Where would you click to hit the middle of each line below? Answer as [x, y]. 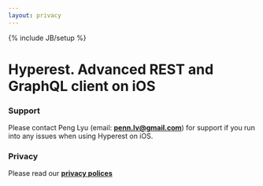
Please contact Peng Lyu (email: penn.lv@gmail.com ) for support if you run [132, 128]
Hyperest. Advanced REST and [111, 69]
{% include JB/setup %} [47, 38]
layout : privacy [35, 15]
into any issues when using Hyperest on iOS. [81, 136]
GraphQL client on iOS [82, 86]
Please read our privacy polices [60, 173]
